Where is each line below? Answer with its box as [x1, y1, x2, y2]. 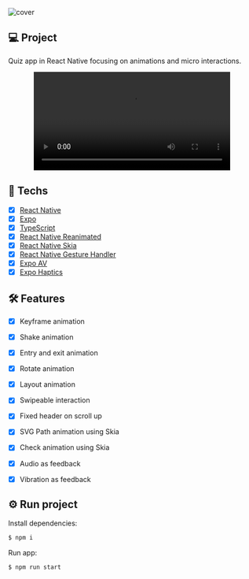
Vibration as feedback [19, 474, 92, 484]
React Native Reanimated [19, 232, 102, 241]
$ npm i [8, 534, 34, 542]
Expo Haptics [19, 268, 63, 277]
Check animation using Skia [19, 443, 110, 452]
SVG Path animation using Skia [19, 427, 119, 436]
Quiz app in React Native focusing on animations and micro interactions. [8, 56, 242, 65]
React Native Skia [19, 240, 77, 250]
